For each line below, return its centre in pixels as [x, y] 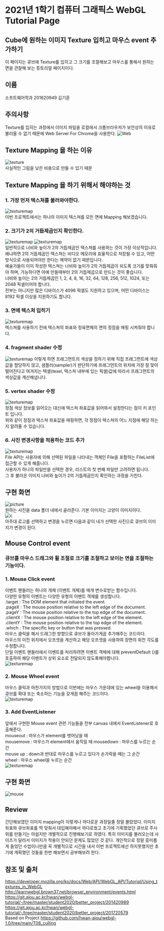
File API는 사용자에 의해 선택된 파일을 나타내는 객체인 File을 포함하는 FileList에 [80, 457]
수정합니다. [16, 646]
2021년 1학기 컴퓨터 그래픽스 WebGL [76, 10]
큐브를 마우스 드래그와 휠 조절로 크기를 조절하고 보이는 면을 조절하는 [79, 558]
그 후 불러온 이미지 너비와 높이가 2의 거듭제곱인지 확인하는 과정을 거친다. [74, 475]
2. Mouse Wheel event [32, 676]
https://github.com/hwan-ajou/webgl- [79, 918]
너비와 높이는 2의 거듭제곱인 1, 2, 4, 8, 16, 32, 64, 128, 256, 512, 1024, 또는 [77, 278]
